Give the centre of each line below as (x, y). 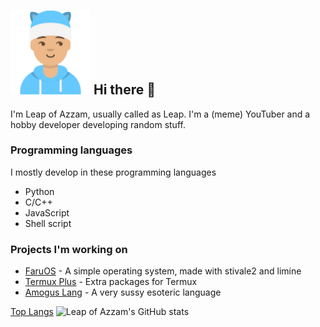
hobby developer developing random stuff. (98, 124)
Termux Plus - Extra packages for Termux (111, 282)
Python (39, 191)
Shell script (48, 223)
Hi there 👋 (124, 90)
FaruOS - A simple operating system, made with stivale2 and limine (163, 271)
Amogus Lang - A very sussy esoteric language (123, 292)
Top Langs (32, 312)
